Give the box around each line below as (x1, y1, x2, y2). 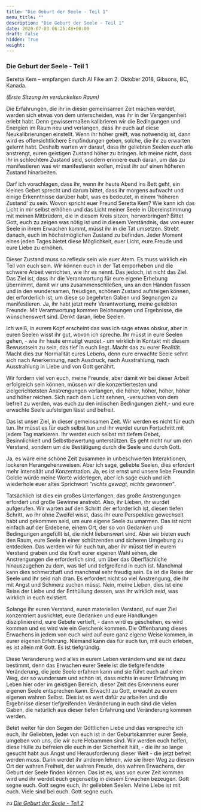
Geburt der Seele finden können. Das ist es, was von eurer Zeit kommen (6, 769, 184, 776)
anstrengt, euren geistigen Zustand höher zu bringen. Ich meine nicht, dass (6, 150, 192, 157)
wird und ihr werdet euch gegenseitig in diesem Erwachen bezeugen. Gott (6, 775, 190, 783)
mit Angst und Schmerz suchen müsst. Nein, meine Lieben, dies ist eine (6, 581, 184, 588)
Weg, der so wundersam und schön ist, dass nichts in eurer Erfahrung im (6, 675, 186, 682)
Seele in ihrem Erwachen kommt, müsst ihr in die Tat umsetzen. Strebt (6, 225, 179, 233)
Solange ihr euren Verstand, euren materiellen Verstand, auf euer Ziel (6, 606, 178, 613)
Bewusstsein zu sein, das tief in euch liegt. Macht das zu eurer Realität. (6, 344, 182, 351)
